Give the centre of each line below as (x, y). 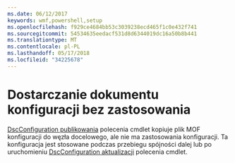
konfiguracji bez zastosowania (99, 109)
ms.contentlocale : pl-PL (44, 47)
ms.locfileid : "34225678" (45, 60)
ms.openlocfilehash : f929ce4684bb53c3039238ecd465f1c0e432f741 (102, 27)
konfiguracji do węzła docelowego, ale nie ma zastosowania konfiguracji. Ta (117, 137)
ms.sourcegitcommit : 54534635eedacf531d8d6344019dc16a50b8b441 (102, 34)
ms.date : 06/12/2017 (38, 14)
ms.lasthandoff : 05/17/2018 (49, 54)
